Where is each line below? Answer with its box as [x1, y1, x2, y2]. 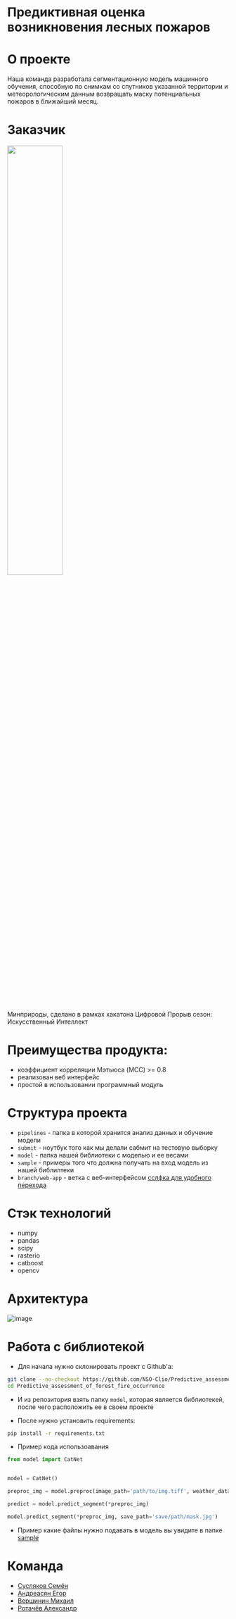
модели [17, 1136, 41, 1144]
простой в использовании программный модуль [17, 1081, 164, 1088]
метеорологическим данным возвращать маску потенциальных [7, 89, 202, 99]
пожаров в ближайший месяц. [7, 97, 99, 106]
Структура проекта [7, 1105, 128, 1121]
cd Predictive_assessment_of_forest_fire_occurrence [7, 1382, 165, 1389]
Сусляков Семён [17, 1581, 69, 1589]
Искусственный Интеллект [7, 1017, 88, 1026]
